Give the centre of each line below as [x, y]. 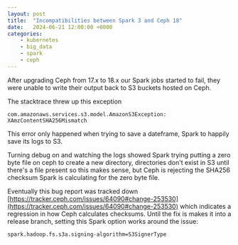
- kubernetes [39, 40]
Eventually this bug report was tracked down [73, 191]
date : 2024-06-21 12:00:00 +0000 [60, 27]
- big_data [36, 47]
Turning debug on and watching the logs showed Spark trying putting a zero [119, 155]
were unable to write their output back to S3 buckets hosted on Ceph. [109, 87]
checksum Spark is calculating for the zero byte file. [83, 177]
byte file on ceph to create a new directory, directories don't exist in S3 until [118, 162]
